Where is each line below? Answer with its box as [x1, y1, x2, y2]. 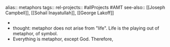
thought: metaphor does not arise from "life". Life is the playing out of [12, 25, 160, 31]
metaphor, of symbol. [12, 31, 58, 36]
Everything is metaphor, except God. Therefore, [12, 36, 114, 42]
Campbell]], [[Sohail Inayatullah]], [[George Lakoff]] [5, 10, 114, 16]
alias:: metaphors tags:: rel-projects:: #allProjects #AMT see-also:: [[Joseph [5, 5, 165, 10]
